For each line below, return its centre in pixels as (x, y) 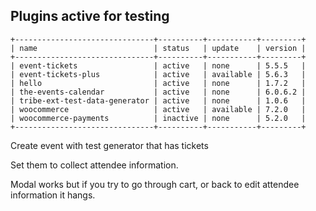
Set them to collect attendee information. (94, 165)
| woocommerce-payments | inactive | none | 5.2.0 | (158, 118)
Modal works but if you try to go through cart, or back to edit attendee (155, 184)
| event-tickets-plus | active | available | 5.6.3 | (158, 74)
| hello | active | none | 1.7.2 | (158, 83)
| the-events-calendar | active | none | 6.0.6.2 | (158, 92)
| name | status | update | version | (158, 48)
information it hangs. (53, 195)
